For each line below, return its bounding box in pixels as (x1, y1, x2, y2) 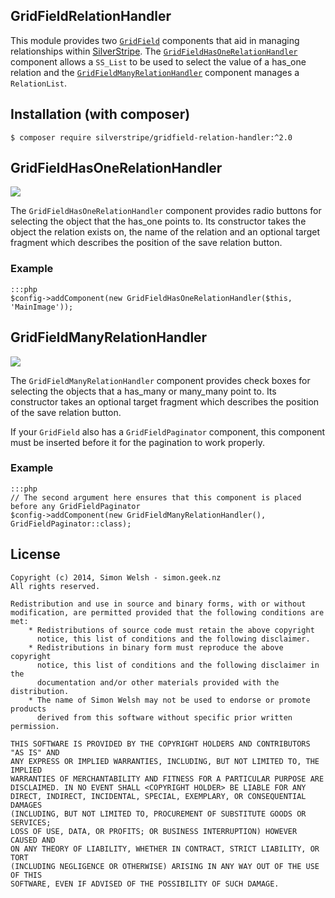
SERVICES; (10, 817, 52, 828)
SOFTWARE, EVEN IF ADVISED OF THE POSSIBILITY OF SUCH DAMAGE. (10, 879, 280, 889)
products (10, 704, 47, 714)
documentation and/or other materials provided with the (36, 677, 280, 688)
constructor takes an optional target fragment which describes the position (10, 395, 320, 408)
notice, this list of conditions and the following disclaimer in (36, 660, 320, 670)
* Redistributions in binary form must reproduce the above (28, 642, 284, 653)
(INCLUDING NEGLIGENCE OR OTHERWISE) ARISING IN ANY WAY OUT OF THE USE (10, 861, 320, 871)
